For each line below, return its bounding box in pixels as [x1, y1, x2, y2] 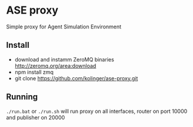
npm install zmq [14, 69, 54, 76]
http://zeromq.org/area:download [14, 62, 96, 69]
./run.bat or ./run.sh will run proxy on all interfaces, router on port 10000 [6, 108, 188, 115]
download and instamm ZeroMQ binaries [14, 56, 114, 63]
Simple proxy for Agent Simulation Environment [6, 23, 121, 30]
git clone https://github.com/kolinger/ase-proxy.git [14, 74, 138, 82]
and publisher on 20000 [6, 113, 65, 121]
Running [6, 92, 38, 102]
